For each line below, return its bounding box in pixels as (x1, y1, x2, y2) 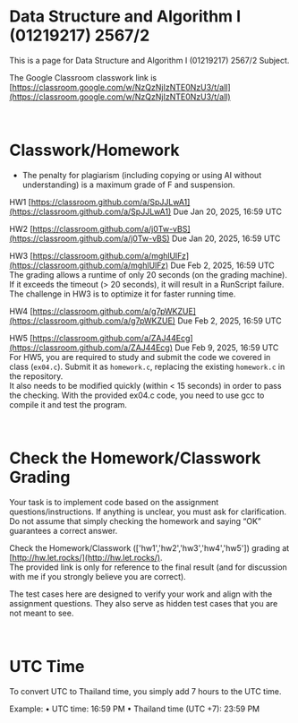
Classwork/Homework (9, 141, 181, 160)
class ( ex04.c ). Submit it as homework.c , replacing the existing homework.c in (9, 361, 285, 372)
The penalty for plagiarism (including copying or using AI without (21, 169, 262, 180)
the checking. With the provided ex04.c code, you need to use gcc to (9, 390, 265, 400)
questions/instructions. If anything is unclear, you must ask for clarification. (9, 506, 286, 517)
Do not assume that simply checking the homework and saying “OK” (9, 515, 262, 526)
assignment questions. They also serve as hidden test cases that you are (9, 598, 278, 608)
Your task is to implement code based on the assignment (9, 496, 219, 507)
